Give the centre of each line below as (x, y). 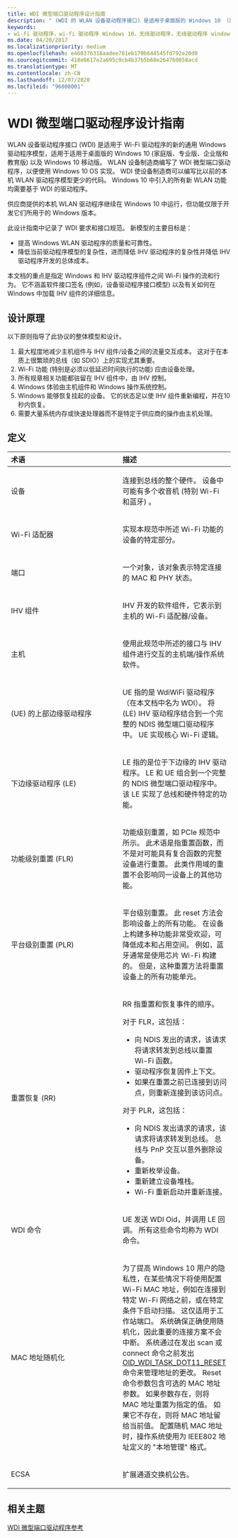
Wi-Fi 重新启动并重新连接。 (180, 1191)
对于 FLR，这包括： (155, 1021)
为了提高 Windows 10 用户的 (170, 1268)
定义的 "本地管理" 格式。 (170, 1447)
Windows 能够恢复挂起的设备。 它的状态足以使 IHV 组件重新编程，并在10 (124, 395)
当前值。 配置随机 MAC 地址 (176, 1425)
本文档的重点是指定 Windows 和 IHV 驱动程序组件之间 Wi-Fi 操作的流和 (110, 276)
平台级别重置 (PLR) (42, 945)
